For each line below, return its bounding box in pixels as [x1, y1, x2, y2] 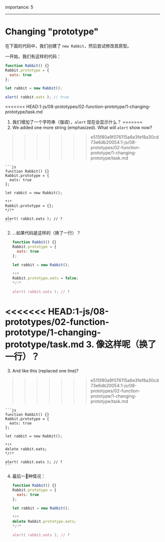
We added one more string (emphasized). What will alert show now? [12, 125, 152, 131]
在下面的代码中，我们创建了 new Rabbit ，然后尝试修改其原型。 [5, 43, 132, 49]
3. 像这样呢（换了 [85, 339, 156, 350]
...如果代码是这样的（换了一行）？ [12, 230, 81, 236]
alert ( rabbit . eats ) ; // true [5, 95, 69, 100]
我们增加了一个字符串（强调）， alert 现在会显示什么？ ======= [12, 119, 143, 125]
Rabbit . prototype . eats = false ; [12, 276, 79, 281]
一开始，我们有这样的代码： [5, 53, 61, 59]
